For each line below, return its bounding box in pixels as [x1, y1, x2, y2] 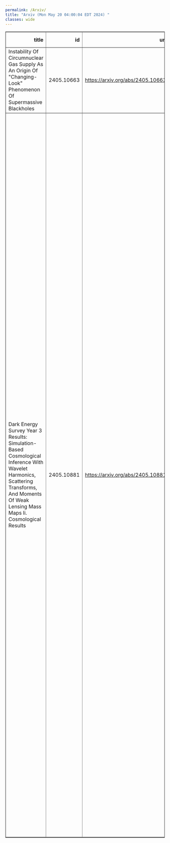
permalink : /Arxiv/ [5, 7, 47, 13]
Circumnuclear [8, 54, 44, 61]
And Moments [8, 490, 42, 497]
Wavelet [8, 465, 28, 472]
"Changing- [8, 73, 37, 81]
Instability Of [8, 48, 39, 55]
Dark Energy [8, 421, 38, 428]
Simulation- [8, 440, 37, 447]
